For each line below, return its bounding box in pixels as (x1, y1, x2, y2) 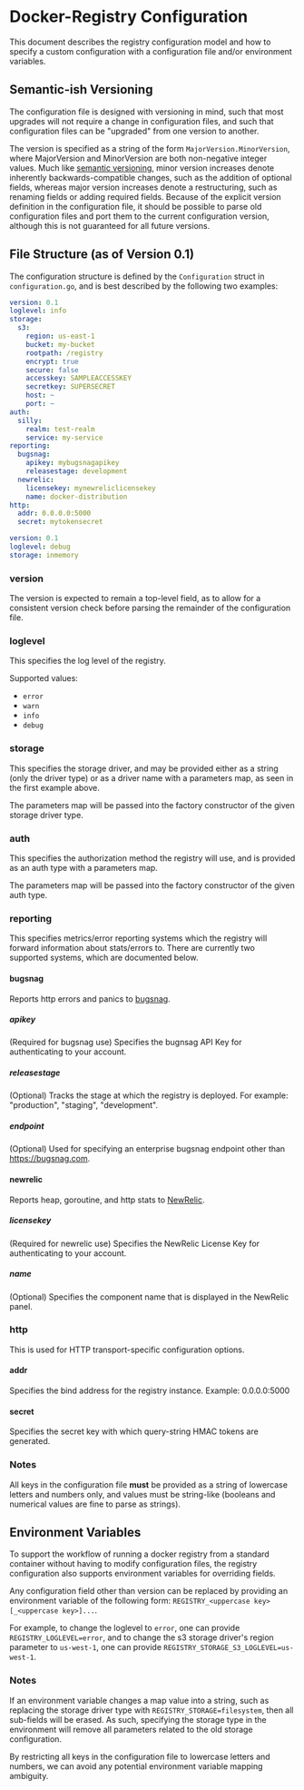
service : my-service (25, 433, 103, 442)
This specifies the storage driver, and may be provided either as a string (9, 763, 279, 774)
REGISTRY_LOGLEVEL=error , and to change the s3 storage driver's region (9, 1632, 274, 1643)
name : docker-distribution (25, 492, 128, 501)
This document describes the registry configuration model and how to (9, 36, 271, 47)
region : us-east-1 (25, 331, 95, 341)
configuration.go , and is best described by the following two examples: (9, 280, 279, 292)
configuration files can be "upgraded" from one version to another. (9, 125, 260, 136)
